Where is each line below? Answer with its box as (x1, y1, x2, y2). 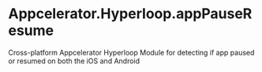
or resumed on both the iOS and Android (8, 56, 140, 66)
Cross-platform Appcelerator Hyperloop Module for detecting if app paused (8, 47, 255, 57)
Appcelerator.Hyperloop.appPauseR (8, 5, 253, 23)
